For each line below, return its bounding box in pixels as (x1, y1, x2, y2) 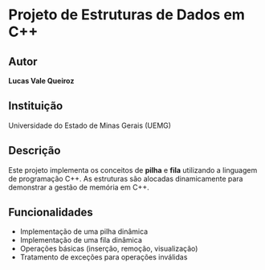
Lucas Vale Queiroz (8, 76, 75, 85)
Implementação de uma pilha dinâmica (19, 227, 149, 236)
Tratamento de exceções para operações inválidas (19, 252, 188, 262)
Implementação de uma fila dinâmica (19, 235, 143, 245)
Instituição (8, 99, 63, 113)
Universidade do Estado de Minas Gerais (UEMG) (8, 121, 171, 130)
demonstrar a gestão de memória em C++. (8, 182, 150, 192)
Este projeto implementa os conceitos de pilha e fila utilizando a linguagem (8, 165, 258, 174)
